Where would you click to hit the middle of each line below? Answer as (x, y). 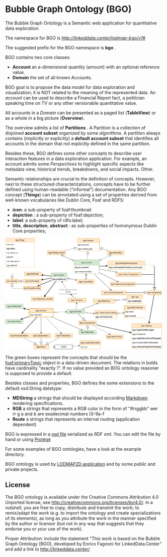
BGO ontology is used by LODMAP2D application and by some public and (80, 464)
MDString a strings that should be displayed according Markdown (80, 398)
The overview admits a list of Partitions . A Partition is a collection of (75, 128)
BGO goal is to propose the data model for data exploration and (70, 87)
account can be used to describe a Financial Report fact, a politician (75, 98)
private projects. (22, 469)
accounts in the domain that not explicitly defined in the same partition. (78, 144)
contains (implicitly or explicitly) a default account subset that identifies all (82, 138)
